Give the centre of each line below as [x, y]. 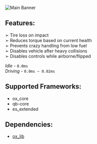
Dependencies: [29, 124]
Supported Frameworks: [43, 87]
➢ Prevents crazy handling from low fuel [46, 46]
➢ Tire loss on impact [27, 35]
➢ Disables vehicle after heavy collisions [46, 51]
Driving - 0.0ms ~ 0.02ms [30, 71]
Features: [20, 23]
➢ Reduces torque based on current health [48, 40]
